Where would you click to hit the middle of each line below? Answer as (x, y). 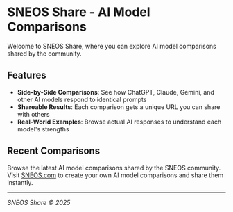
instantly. (20, 182)
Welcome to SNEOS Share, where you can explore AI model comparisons (112, 46)
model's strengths (43, 129)
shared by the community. (44, 54)
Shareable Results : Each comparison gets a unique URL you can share (119, 107)
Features (27, 75)
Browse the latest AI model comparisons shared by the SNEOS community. (114, 168)
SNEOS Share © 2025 (39, 202)
